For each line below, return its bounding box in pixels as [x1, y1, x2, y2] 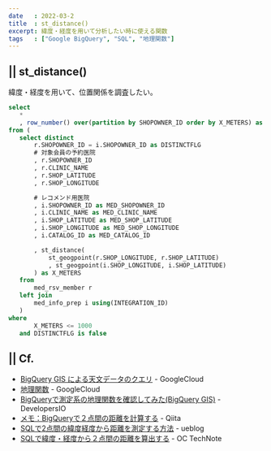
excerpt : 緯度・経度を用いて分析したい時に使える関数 [8, 27, 168, 35]
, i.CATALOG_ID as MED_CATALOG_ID [33, 232, 151, 240]
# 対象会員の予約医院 [33, 149, 96, 157]
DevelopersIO [19, 404, 67, 414]
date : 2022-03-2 [8, 11, 75, 20]
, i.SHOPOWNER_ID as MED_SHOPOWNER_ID [33, 201, 165, 210]
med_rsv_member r [33, 284, 92, 293]
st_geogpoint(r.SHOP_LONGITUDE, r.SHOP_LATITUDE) [48, 254, 220, 262]
